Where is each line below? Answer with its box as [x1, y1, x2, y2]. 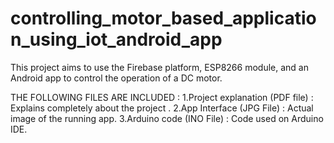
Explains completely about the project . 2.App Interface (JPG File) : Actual [10, 102, 314, 114]
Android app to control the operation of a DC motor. [10, 72, 223, 84]
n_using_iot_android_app [10, 28, 223, 51]
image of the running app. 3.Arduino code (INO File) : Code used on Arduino [10, 112, 324, 124]
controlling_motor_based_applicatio [10, 7, 317, 30]
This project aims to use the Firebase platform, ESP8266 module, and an [10, 61, 309, 73]
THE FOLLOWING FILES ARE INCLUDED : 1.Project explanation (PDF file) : [10, 91, 314, 103]
